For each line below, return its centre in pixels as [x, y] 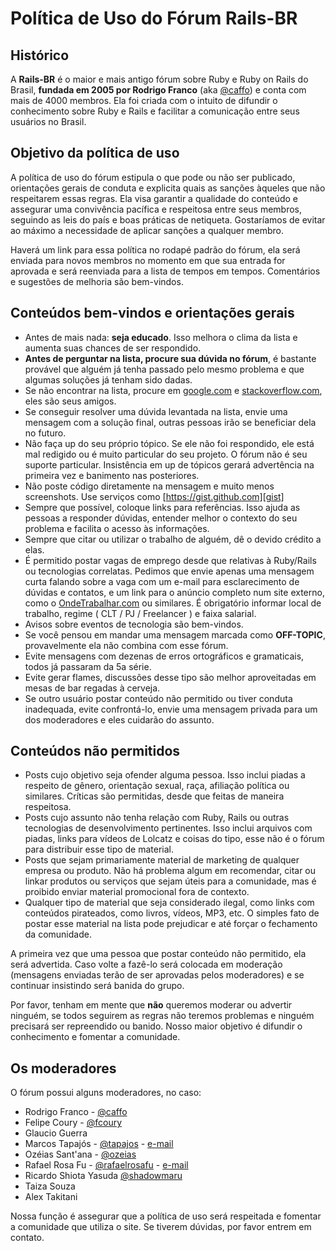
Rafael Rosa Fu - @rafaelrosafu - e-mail [106, 1165]
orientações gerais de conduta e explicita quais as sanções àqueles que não [168, 188]
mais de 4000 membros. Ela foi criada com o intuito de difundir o [144, 100]
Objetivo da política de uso [95, 153]
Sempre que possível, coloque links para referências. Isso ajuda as [162, 507]
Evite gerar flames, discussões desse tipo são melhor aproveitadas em [170, 677]
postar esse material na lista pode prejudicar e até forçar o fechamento [171, 924]
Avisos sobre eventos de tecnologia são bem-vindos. [134, 624]
